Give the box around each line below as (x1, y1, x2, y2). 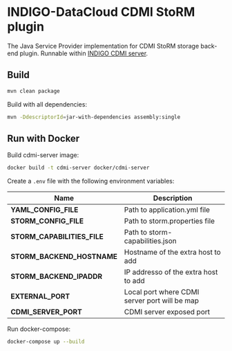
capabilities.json (124, 236, 177, 246)
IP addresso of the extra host (124, 267, 218, 277)
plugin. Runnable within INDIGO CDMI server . (19, 49, 148, 57)
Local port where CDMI (124, 287, 200, 297)
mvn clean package (7, 87, 60, 94)
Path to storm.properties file (124, 216, 215, 226)
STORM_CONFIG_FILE (10, 216, 84, 226)
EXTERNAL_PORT (10, 291, 70, 301)
